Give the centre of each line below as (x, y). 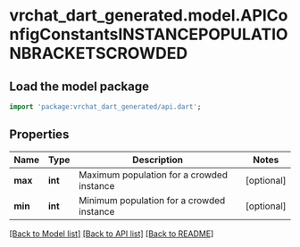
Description (158, 160)
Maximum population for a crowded (153, 175)
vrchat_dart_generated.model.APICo (149, 16)
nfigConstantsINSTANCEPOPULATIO (149, 34)
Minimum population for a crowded (152, 200)
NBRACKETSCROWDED (99, 54)
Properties (39, 135)
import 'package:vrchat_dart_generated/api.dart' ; (105, 107)
